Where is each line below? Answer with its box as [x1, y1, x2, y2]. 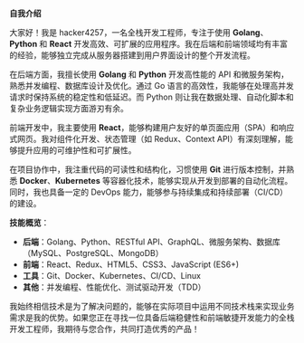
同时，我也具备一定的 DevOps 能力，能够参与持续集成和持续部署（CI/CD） [9, 186, 288, 197]
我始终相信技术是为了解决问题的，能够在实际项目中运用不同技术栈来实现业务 [9, 301, 295, 311]
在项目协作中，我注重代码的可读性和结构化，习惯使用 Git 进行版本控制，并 [9, 164, 287, 175]
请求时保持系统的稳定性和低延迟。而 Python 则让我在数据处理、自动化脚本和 [9, 91, 294, 102]
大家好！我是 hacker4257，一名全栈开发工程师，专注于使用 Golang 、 [9, 27, 269, 38]
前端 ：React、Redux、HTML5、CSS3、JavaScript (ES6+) [22, 259, 240, 270]
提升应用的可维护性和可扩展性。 [16, 145, 137, 156]
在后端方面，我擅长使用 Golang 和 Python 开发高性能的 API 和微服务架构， [9, 69, 290, 80]
